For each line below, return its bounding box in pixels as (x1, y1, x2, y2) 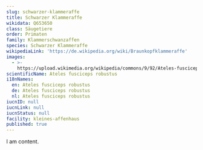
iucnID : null (6, 99, 39, 105)
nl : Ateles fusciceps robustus (11, 93, 91, 99)
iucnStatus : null (6, 110, 50, 116)
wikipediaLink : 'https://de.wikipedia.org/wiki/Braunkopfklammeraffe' (6, 48, 188, 54)
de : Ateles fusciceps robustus (11, 88, 91, 94)
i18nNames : (6, 76, 34, 82)
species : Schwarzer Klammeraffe (6, 43, 88, 49)
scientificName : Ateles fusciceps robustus (6, 71, 118, 77)
